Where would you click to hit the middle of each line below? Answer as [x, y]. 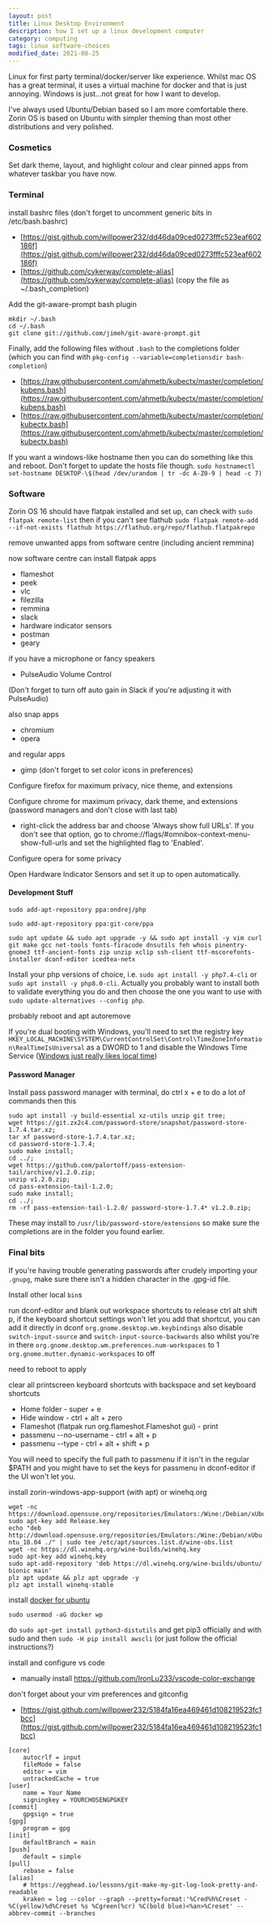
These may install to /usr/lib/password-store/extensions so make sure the [134, 1223]
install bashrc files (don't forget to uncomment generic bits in [110, 212]
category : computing [43, 38]
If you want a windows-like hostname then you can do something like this [131, 457]
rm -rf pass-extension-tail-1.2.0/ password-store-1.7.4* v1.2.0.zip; [130, 1208]
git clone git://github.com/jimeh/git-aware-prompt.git [104, 333]
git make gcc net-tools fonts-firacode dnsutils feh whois [110, 945]
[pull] [19, 1863]
